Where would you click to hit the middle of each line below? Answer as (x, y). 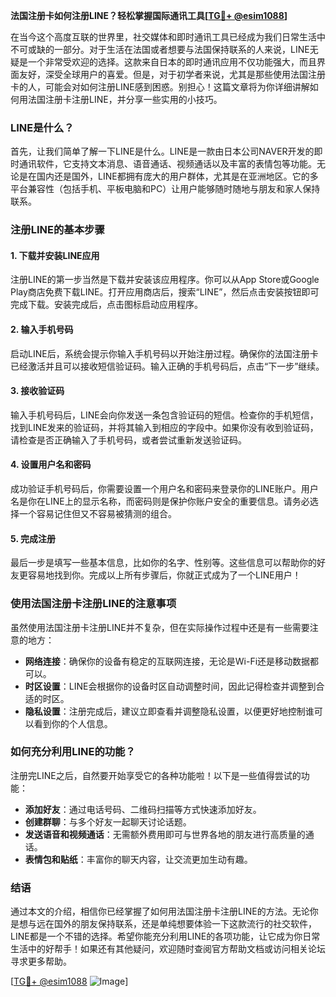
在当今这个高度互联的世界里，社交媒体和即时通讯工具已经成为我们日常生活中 (168, 37)
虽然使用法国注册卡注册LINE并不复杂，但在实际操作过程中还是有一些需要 (160, 627)
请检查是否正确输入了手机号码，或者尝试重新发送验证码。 (128, 440)
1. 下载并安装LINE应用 (55, 255)
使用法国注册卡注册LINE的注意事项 (93, 604)
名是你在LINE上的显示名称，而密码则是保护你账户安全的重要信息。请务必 (160, 501)
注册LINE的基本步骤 (57, 230)
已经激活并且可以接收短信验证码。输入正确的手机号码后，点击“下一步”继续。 (167, 366)
